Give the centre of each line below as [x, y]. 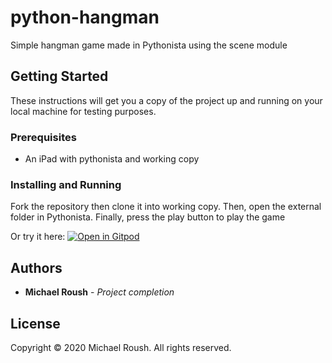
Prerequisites [43, 137]
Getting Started [59, 76]
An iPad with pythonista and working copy [112, 159]
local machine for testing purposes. [83, 111]
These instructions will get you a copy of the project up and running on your [166, 100]
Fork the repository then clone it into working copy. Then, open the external [166, 207]
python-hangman [85, 17]
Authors [36, 267]
